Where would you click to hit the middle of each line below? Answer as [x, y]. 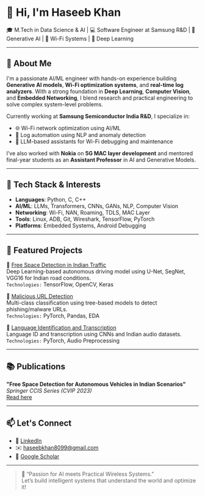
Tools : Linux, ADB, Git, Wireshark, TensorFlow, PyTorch [85, 219]
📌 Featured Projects [45, 250]
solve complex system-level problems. [55, 104]
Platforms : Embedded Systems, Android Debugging [81, 225]
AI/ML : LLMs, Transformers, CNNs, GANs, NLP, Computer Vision [97, 206]
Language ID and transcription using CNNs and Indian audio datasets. [94, 334]
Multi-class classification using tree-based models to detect [82, 303]
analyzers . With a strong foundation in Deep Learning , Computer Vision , [99, 91]
